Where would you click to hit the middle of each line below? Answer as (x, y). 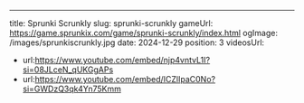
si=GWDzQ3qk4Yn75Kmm (72, 89)
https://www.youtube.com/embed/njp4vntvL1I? (123, 60)
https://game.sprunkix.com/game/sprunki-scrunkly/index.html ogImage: (144, 33)
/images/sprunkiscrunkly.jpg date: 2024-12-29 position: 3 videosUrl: (137, 42)
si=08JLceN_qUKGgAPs (68, 70)
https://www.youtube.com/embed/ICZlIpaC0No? (125, 79)
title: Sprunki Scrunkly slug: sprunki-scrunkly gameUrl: (111, 23)
